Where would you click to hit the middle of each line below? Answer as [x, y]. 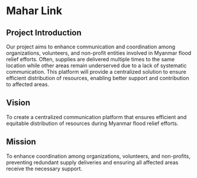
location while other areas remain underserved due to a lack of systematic [97, 65]
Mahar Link [34, 11]
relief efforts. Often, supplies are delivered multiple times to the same [91, 59]
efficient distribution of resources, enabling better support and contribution [98, 78]
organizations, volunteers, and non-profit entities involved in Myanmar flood [99, 53]
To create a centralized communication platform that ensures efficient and [96, 117]
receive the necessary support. [44, 169]
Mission [21, 142]
